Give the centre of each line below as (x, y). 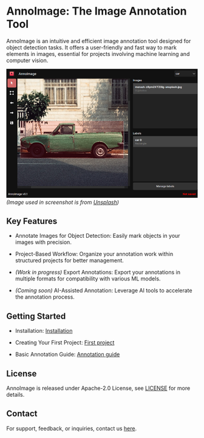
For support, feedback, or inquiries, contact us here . (72, 428)
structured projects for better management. (70, 260)
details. (15, 395)
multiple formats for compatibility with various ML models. (88, 279)
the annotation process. (45, 297)
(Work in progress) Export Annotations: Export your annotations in (98, 273)
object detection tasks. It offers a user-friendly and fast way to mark (92, 47)
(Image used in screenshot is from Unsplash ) (63, 202)
